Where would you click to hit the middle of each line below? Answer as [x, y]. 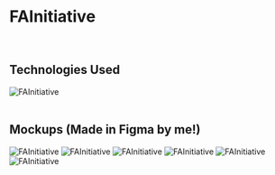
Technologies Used [64, 70]
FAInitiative [53, 17]
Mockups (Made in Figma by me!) [105, 129]
